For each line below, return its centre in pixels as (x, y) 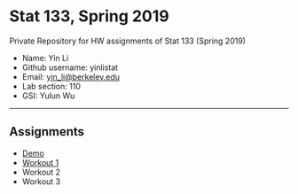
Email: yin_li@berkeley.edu (71, 76)
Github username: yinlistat (70, 67)
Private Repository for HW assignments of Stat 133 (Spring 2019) (128, 41)
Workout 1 (40, 162)
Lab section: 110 (51, 86)
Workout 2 (41, 172)
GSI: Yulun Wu (48, 96)
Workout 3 (41, 181)
